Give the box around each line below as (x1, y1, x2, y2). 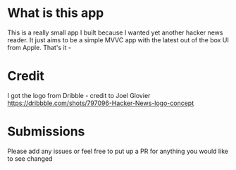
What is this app (7, 5, 104, 21)
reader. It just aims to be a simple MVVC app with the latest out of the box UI (7, 35, 229, 44)
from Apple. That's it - (7, 43, 72, 51)
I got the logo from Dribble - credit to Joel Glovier (7, 91, 151, 99)
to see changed (7, 154, 53, 163)
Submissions (7, 123, 85, 140)
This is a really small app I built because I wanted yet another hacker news (7, 28, 223, 37)
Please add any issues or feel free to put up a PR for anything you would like (7, 147, 229, 155)
